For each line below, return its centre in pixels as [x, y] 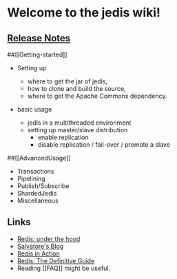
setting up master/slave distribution [77, 130]
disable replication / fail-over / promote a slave [104, 145]
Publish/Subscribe [43, 186]
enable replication [63, 137]
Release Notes [39, 38]
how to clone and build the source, [76, 89]
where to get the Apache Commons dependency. [97, 96]
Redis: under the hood [49, 238]
